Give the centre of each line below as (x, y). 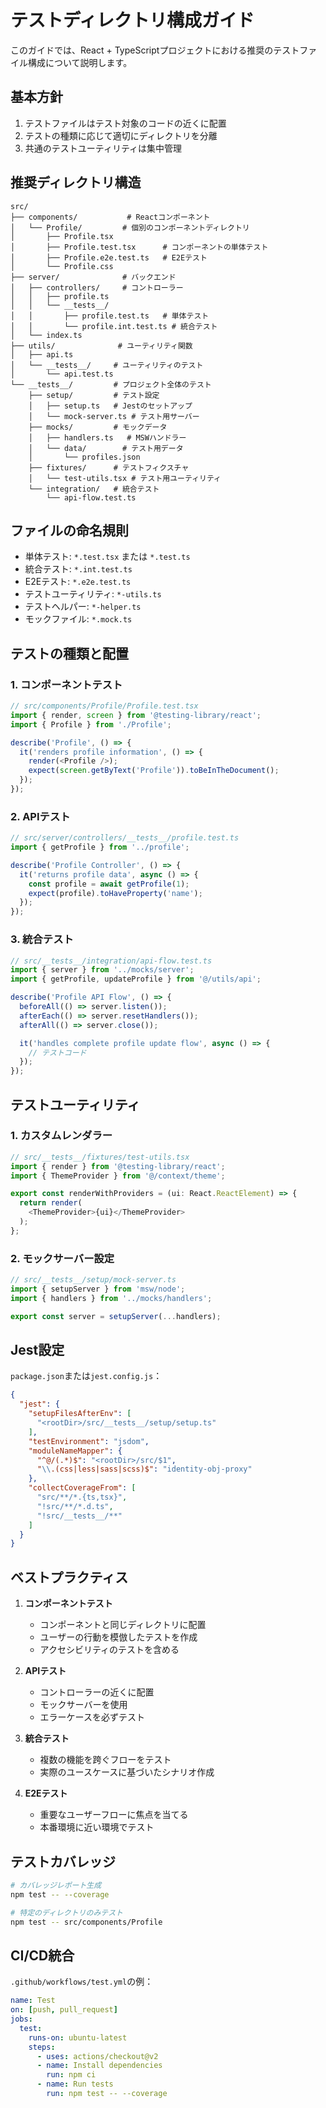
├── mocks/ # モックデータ (98, 427)
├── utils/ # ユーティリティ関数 (101, 346)
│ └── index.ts (46, 335)
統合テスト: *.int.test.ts (78, 569)
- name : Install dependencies (99, 2066)
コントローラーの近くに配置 (97, 1692)
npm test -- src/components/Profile (86, 1922)
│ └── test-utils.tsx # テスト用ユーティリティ (125, 478)
